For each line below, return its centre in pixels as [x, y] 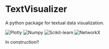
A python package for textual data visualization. [55, 23]
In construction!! [22, 42]
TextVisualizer [36, 9]
